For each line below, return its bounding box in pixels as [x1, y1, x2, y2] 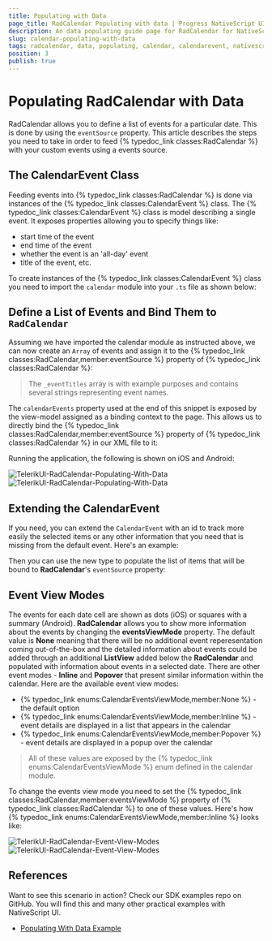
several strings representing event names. [28, 387, 169, 398]
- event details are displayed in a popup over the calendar [19, 738, 213, 748]
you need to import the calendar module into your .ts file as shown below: [8, 282, 257, 291]
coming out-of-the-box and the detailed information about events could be [8, 645, 257, 654]
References [8, 869, 68, 883]
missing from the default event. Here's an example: [8, 541, 179, 550]
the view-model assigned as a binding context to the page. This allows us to [8, 412, 262, 422]
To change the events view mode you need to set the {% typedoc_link [8, 787, 242, 796]
